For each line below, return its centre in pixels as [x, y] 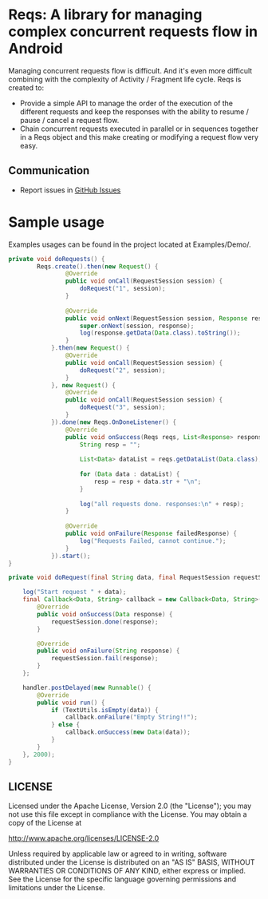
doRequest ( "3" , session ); [122, 408]
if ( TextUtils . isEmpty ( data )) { [104, 710]
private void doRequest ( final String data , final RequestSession [119, 578]
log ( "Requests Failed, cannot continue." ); [153, 541]
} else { [65, 725]
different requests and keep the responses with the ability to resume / [134, 111]
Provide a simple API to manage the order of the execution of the [126, 103]
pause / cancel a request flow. [69, 120]
